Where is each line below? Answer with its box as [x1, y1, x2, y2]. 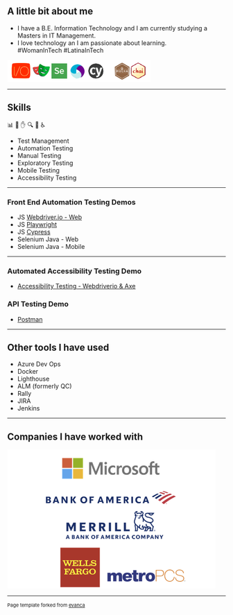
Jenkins [17, 404, 40, 413]
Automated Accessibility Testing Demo [7, 266, 142, 276]
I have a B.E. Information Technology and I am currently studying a [17, 24, 208, 32]
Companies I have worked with [7, 431, 144, 442]
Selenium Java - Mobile [17, 242, 85, 250]
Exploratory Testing [17, 159, 74, 167]
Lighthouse [17, 374, 50, 383]
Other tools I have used [7, 341, 110, 353]
